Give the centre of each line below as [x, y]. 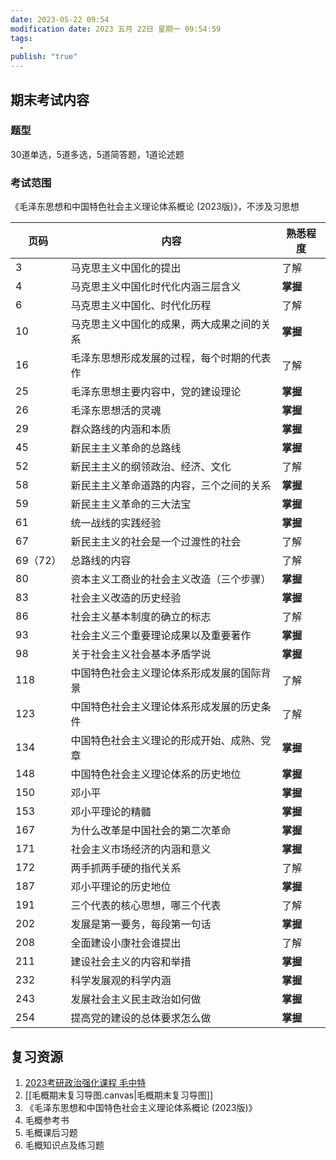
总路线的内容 [101, 561]
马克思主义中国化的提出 [126, 268]
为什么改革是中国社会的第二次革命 [151, 831]
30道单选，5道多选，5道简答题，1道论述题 [97, 154]
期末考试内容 [50, 99]
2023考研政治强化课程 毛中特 [85, 1082]
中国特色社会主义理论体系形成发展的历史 [166, 707]
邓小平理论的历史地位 [121, 887]
